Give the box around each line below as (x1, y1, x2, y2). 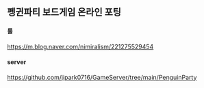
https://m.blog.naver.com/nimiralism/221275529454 (7, 42, 154, 50)
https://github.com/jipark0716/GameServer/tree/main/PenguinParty (7, 73, 197, 81)
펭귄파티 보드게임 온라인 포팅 (7, 6, 122, 18)
